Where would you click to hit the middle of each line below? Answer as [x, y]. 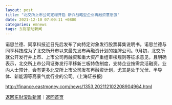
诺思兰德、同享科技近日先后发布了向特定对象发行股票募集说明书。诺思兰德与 [86, 45]
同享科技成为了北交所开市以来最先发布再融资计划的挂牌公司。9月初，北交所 [85, 51]
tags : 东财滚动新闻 [24, 29]
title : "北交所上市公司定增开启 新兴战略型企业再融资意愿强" [62, 15]
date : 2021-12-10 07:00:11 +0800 [41, 19]
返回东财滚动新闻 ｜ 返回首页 [35, 97]
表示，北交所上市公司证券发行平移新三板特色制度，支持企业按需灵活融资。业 [86, 64]
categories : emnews [26, 24]
